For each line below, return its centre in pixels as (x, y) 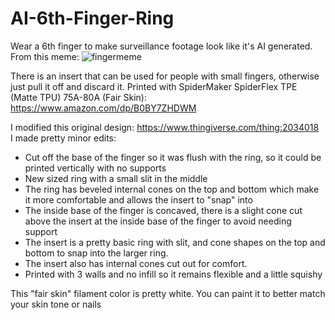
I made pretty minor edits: (63, 138)
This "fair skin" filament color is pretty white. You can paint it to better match (168, 293)
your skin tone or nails (56, 304)
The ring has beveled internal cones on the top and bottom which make (172, 189)
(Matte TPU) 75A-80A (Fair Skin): (78, 97)
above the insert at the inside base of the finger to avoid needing (158, 221)
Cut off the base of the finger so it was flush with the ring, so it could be (173, 157)
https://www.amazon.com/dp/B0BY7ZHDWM (103, 108)
